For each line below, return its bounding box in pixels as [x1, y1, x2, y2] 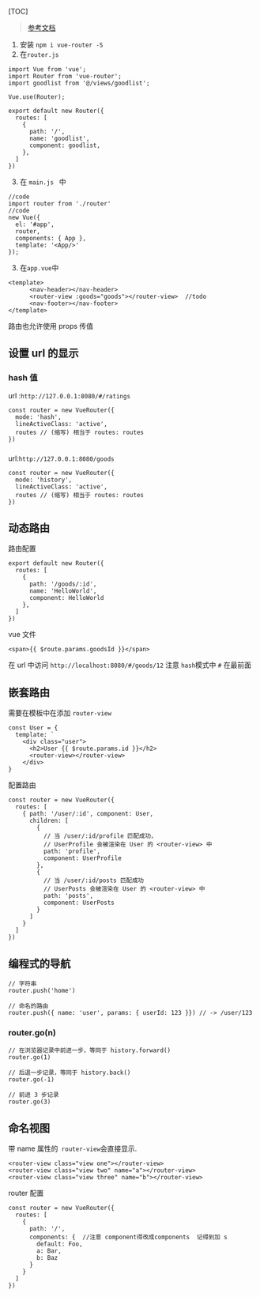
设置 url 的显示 [8, 347, 79, 360]
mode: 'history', [15, 476, 73, 484]
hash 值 [8, 372, 38, 383]
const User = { [8, 724, 58, 732]
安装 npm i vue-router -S [19, 40, 104, 49]
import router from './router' [8, 200, 111, 208]
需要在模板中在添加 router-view [8, 708, 112, 718]
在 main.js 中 [19, 177, 66, 187]
